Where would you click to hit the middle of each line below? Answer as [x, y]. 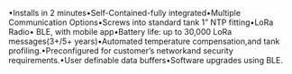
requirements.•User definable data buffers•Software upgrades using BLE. [146, 60]
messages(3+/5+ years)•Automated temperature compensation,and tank [144, 41]
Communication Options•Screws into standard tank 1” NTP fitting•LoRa [141, 22]
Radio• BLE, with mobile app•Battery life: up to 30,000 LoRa [120, 32]
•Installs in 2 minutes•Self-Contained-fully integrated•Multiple [124, 13]
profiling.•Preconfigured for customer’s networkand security [121, 51]
